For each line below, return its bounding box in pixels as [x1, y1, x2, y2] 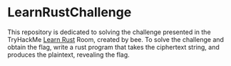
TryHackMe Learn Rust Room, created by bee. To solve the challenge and [7, 35, 225, 43]
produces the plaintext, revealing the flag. [7, 50, 130, 59]
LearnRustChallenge [7, 4, 132, 21]
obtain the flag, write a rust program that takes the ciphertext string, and [7, 43, 220, 51]
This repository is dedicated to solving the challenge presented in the [7, 28, 212, 36]
